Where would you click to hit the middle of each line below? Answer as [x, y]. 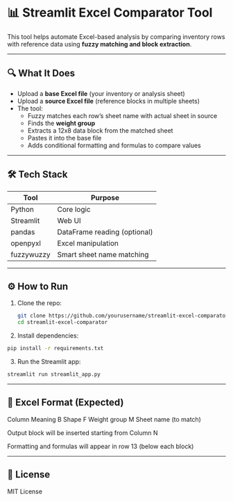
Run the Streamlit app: [49, 362]
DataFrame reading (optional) [105, 231]
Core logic [74, 209]
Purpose [105, 197]
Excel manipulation [88, 243]
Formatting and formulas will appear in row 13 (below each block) [101, 446]
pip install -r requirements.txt [55, 348]
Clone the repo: [40, 303]
